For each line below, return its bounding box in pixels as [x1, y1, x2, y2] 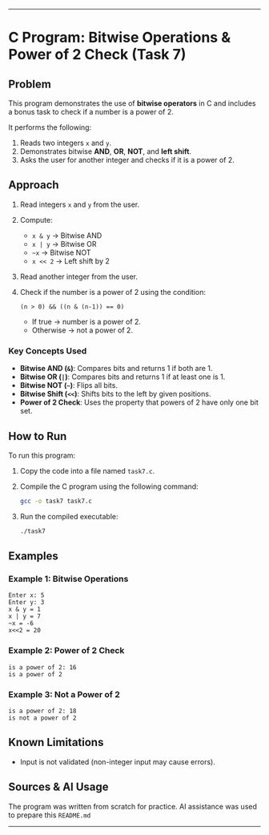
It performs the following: [8, 123, 92, 132]
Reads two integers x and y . [19, 138, 112, 147]
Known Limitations [8, 736, 104, 749]
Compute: [19, 215, 54, 224]
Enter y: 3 [8, 599, 45, 607]
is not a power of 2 [8, 714, 78, 722]
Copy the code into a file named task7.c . [19, 466, 155, 475]
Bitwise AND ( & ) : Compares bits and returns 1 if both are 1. [19, 364, 213, 373]
